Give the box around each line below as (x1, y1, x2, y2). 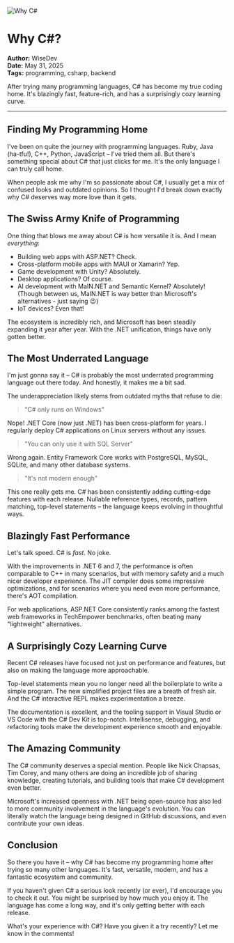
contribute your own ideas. (7, 819, 85, 827)
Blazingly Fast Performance (7, 530, 130, 542)
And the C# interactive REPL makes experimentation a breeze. (7, 694, 186, 703)
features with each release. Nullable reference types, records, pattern (7, 495, 208, 504)
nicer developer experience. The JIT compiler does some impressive (7, 577, 205, 585)
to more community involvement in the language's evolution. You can (7, 804, 205, 813)
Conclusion (7, 839, 58, 851)
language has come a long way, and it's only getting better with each (7, 901, 205, 909)
